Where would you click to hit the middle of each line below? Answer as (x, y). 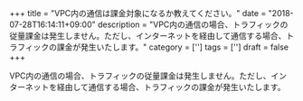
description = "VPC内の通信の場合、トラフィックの (193, 24)
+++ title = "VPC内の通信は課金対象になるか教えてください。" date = (138, 13)
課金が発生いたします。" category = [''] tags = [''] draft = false (173, 47)
